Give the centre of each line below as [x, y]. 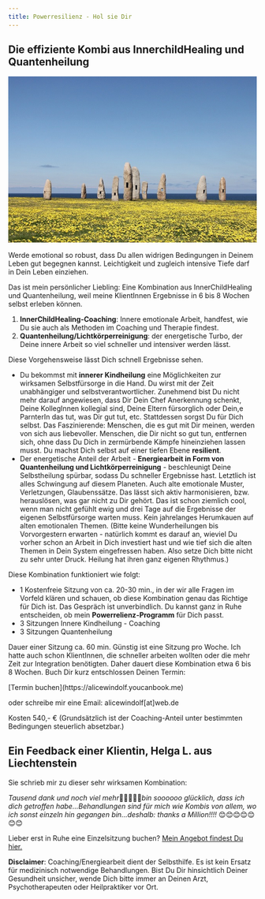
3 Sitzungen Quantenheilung [66, 632]
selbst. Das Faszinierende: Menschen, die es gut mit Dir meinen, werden [137, 425]
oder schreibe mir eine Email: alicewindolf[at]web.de [93, 703]
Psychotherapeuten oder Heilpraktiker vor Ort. [84, 886]
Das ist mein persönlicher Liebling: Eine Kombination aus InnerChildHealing [130, 287]
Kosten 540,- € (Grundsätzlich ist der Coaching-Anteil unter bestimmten [125, 718]
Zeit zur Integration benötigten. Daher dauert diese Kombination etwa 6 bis [130, 663]
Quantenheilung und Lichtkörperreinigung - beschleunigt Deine [125, 467]
